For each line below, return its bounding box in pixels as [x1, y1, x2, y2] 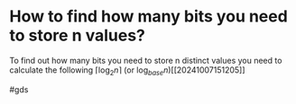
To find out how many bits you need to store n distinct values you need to [9, 55, 282, 65]
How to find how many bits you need [9, 6, 289, 27]
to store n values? [9, 25, 146, 46]
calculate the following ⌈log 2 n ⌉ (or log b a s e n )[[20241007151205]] [9, 65, 245, 77]
